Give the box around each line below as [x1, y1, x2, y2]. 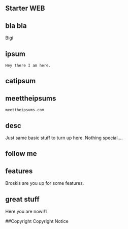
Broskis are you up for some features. [5, 180, 84, 186]
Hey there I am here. [5, 63, 51, 68]
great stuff [5, 195, 40, 204]
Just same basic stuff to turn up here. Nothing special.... [5, 135, 123, 141]
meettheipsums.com [5, 108, 44, 113]
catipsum [5, 77, 36, 85]
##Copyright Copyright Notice [5, 218, 69, 224]
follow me [5, 149, 37, 158]
